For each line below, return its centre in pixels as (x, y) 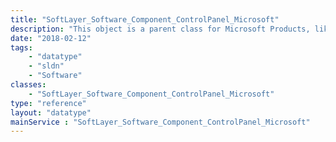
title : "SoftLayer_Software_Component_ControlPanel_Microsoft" (145, 19)
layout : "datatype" (51, 112)
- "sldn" (46, 66)
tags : (21, 47)
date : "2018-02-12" (51, 38)
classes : (28, 85)
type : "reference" (48, 103)
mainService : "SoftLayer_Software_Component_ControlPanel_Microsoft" (160, 122)
